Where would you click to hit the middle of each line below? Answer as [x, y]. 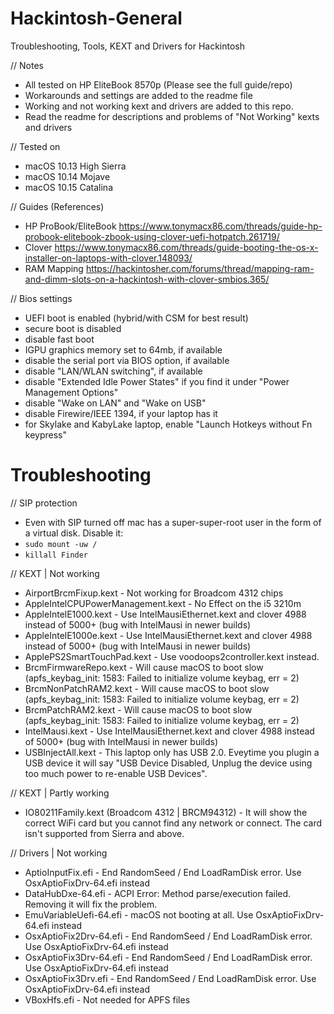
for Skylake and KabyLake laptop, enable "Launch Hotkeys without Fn [168, 424]
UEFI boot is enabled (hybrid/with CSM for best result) [136, 318]
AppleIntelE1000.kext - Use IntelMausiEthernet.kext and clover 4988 [165, 614]
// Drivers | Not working [59, 853]
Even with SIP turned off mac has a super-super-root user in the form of [173, 522]
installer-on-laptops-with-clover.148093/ [108, 258]
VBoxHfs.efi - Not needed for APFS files [107, 999]
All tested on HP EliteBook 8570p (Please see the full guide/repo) [158, 84]
